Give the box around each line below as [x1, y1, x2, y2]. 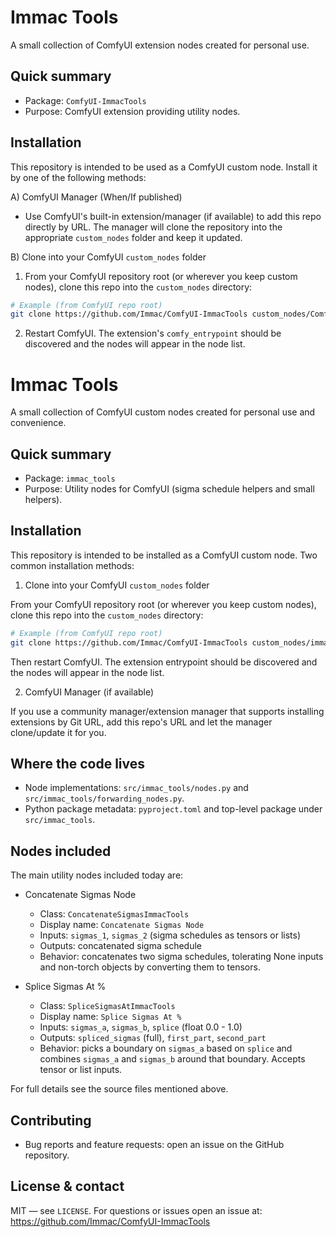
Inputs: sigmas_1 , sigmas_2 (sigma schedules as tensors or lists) [39, 929, 302, 941]
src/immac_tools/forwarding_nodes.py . [24, 792, 185, 805]
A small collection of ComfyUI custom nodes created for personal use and [10, 406, 316, 418]
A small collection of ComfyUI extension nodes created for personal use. [10, 39, 310, 51]
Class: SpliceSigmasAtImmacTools [39, 1000, 176, 1012]
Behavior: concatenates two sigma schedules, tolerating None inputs [39, 951, 324, 963]
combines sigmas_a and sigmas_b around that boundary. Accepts [39, 1053, 306, 1065]
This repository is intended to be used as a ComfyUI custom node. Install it [10, 161, 318, 173]
